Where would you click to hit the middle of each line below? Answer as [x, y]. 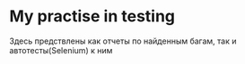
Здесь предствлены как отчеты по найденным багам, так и [123, 41]
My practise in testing [92, 16]
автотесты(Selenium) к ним [61, 50]
